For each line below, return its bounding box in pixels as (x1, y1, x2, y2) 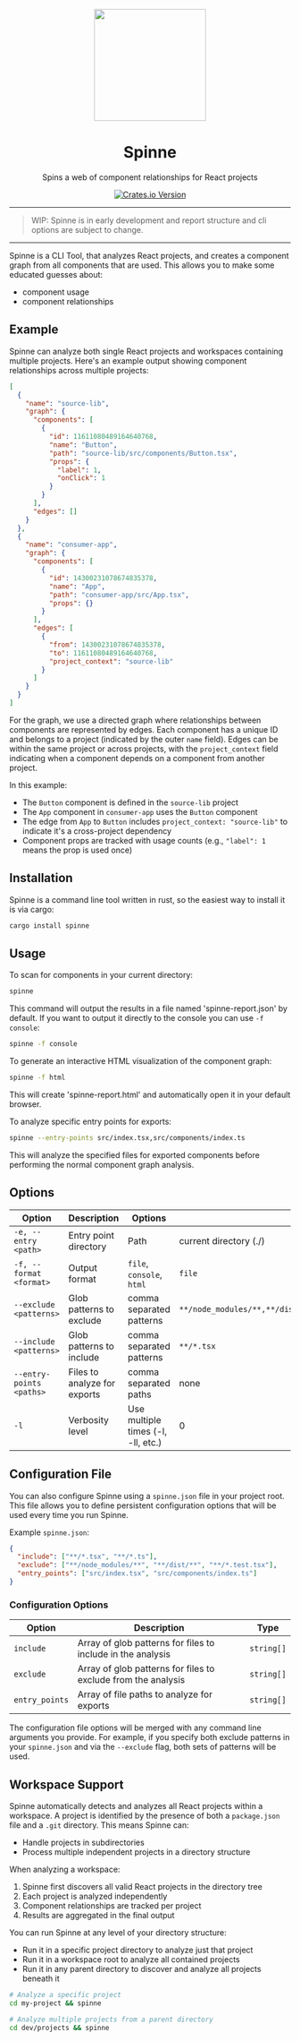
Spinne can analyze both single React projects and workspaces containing (9, 346, 284, 356)
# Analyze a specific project (9, 1990, 122, 1999)
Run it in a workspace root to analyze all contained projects (21, 1953, 240, 1965)
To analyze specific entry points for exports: (9, 1116, 172, 1127)
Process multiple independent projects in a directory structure (21, 1846, 251, 1857)
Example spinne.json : (9, 1527, 90, 1538)
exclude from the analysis (77, 1674, 186, 1686)
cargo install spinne (9, 921, 90, 930)
